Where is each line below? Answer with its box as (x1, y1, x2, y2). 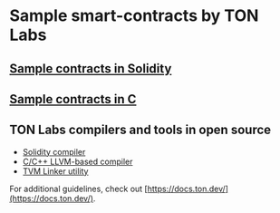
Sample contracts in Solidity (9, 61, 172, 76)
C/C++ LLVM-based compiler (22, 156, 133, 167)
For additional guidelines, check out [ (9, 183, 148, 194)
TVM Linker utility (22, 165, 89, 177)
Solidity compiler (22, 146, 86, 157)
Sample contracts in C (9, 92, 137, 107)
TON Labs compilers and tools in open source (9, 122, 272, 138)
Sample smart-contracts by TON (9, 5, 259, 26)
